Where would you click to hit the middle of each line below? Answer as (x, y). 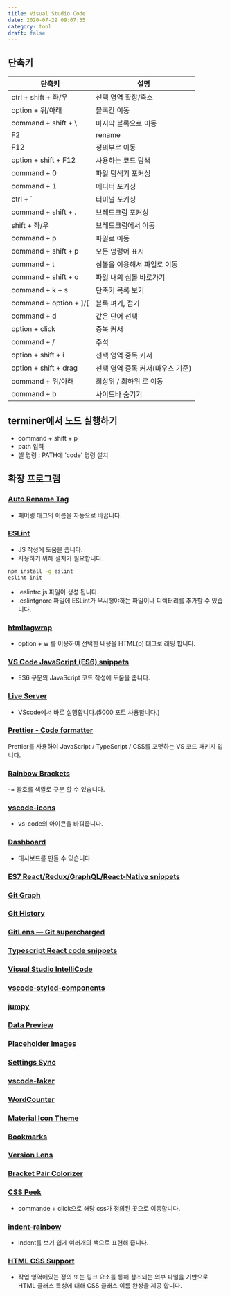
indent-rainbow (35, 1227)
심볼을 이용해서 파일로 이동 (137, 265)
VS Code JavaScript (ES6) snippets (69, 662)
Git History (27, 914)
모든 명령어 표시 (120, 251)
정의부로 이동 (116, 148)
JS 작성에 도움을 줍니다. (50, 549)
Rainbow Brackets (39, 773)
